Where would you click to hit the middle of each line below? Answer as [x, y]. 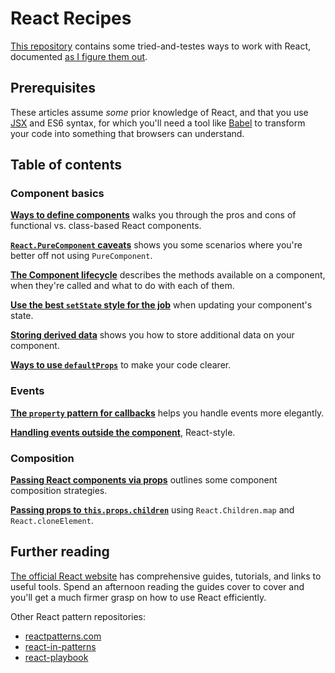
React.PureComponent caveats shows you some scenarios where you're [156, 245]
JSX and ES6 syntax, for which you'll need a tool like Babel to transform [158, 123]
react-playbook [56, 657]
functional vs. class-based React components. [106, 226]
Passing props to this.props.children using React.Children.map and [152, 510]
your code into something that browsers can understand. [127, 133]
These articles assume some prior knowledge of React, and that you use [159, 112]
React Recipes [71, 18]
